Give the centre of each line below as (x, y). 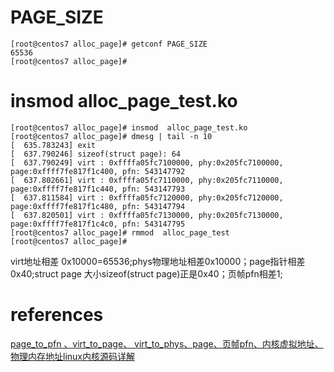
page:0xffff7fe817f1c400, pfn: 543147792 (98, 171)
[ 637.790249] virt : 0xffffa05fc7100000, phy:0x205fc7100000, (147, 162)
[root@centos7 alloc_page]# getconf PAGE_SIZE (109, 44)
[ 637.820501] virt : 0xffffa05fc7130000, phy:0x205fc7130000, (147, 215)
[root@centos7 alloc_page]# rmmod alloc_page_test (120, 232)
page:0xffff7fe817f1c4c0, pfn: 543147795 (98, 224)
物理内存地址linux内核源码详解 (72, 356)
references (57, 315)
